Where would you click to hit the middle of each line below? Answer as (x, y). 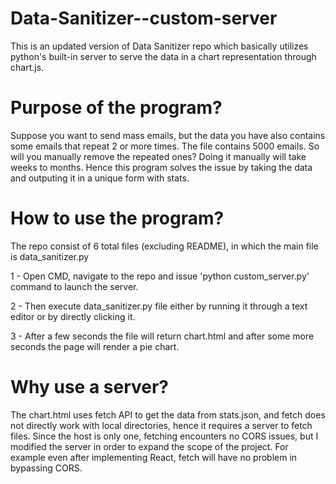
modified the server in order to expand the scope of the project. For (149, 446)
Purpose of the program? (116, 108)
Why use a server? (90, 387)
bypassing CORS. (46, 468)
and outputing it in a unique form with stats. (100, 178)
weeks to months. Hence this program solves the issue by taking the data (161, 167)
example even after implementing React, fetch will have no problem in (154, 457)
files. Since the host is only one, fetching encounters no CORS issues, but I (164, 436)
